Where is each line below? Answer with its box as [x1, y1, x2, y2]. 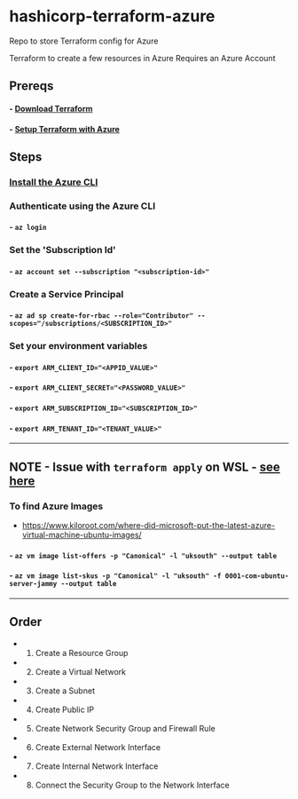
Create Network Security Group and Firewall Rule [35, 723, 216, 733]
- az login [9, 222, 47, 233]
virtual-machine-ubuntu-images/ [21, 529, 142, 540]
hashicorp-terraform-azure [9, 6, 216, 27]
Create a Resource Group [35, 647, 129, 658]
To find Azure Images [9, 500, 104, 512]
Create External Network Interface [35, 741, 161, 752]
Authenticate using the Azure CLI [9, 200, 156, 212]
